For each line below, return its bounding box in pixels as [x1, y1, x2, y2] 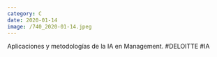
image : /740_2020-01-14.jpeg [7, 23, 92, 30]
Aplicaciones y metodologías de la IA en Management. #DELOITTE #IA [7, 42, 210, 51]
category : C [7, 10, 42, 17]
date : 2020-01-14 [7, 17, 58, 24]
